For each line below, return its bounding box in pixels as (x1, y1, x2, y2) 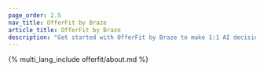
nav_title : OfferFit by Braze (8, 19, 108, 27)
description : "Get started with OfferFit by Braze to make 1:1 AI (8, 33, 230, 41)
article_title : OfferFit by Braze (8, 26, 122, 34)
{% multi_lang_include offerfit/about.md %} (8, 55, 149, 64)
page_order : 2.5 (8, 11, 61, 20)
